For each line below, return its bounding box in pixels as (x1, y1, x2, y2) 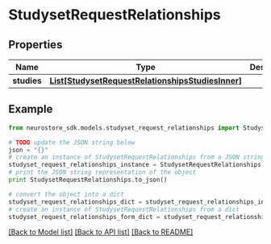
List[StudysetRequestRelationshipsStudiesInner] (49, 75, 242, 86)
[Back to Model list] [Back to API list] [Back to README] (8, 227, 194, 237)
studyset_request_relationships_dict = (8, 197, 143, 206)
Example (8, 102, 53, 116)
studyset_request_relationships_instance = (8, 161, 157, 169)
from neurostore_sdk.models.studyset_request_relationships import (8, 123, 240, 132)
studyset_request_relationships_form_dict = (8, 213, 161, 221)
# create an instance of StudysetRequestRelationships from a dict (8, 205, 240, 213)
